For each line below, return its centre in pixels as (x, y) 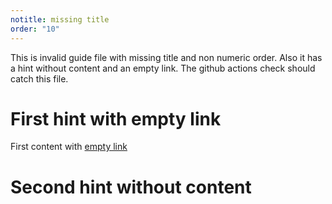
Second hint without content (131, 187)
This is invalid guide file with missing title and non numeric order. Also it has (166, 57)
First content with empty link (69, 147)
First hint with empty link (116, 118)
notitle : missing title (60, 19)
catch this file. (39, 78)
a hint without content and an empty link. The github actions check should (163, 68)
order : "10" (35, 29)
